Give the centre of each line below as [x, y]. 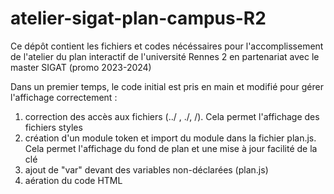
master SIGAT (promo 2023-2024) [81, 67]
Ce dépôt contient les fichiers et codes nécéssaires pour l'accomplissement [167, 46]
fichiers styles [53, 127]
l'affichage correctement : [64, 97]
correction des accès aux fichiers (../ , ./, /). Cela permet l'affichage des [172, 116]
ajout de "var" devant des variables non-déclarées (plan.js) [146, 169]
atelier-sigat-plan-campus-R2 [138, 18]
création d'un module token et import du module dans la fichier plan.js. [170, 138]
